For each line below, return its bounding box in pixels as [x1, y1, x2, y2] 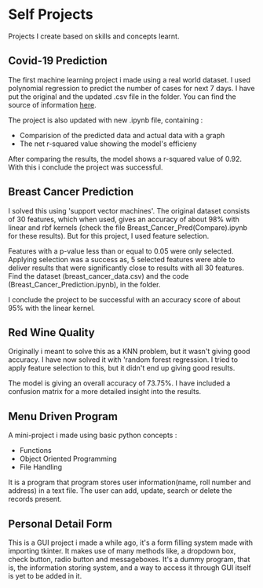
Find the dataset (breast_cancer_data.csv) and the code [8, 271, 189, 280]
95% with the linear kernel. [8, 303, 96, 312]
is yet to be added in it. [8, 572, 82, 580]
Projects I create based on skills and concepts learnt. [8, 31, 180, 41]
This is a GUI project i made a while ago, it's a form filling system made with [8, 538, 254, 547]
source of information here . [8, 100, 97, 109]
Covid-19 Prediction [8, 54, 108, 68]
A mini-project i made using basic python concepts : [8, 430, 177, 440]
